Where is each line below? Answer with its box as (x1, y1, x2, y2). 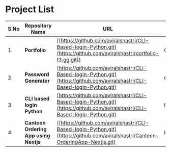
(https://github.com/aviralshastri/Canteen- (56, 132, 159, 139)
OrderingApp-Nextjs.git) (56, 138, 116, 145)
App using (24, 132, 50, 139)
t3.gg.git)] (56, 56, 81, 63)
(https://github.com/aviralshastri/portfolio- (56, 49, 159, 57)
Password (24, 70, 49, 78)
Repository (24, 22, 52, 29)
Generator (24, 77, 50, 84)
